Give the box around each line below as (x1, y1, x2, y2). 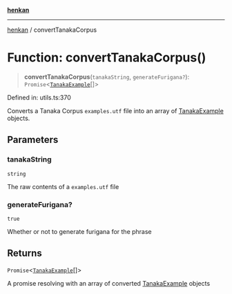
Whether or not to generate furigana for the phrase (7, 227, 152, 235)
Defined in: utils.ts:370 (7, 93, 71, 101)
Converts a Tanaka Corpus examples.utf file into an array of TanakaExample (7, 106, 224, 115)
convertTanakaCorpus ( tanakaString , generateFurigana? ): (23, 72, 190, 81)
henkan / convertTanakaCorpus (7, 26, 97, 34)
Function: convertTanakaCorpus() (7, 50, 206, 66)
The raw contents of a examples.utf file (7, 182, 119, 190)
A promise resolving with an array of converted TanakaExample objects (7, 279, 211, 287)
